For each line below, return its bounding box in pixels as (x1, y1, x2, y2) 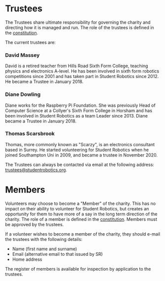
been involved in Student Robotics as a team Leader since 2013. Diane (5, 113, 148, 119)
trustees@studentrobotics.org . (5, 166, 67, 173)
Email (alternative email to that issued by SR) (12, 251, 103, 257)
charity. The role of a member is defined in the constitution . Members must (5, 216, 158, 222)
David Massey (5, 51, 40, 58)
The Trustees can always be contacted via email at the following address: (5, 161, 154, 167)
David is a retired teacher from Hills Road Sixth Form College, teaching (5, 63, 148, 69)
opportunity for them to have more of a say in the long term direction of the (5, 211, 158, 217)
